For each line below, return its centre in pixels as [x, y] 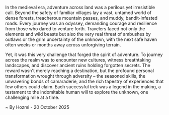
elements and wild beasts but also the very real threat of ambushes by [78, 34]
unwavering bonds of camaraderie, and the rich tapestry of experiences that [84, 81]
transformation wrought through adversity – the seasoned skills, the [75, 76]
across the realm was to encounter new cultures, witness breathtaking [78, 60]
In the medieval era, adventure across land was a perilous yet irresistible [80, 7]
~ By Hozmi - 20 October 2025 [37, 107]
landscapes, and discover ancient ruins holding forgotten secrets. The [78, 65]
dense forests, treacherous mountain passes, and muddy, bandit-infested [81, 18]
